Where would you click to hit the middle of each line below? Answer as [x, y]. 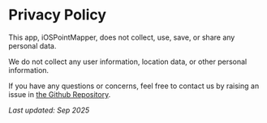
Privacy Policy [58, 15]
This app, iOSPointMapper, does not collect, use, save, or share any [122, 37]
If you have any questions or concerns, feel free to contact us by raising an [134, 86]
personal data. [32, 45]
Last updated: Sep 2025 [49, 110]
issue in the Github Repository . [60, 94]
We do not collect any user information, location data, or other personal [128, 61]
